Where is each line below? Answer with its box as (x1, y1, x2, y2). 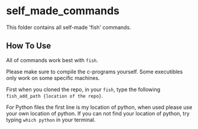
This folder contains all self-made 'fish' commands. (6, 24, 131, 31)
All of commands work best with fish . (6, 56, 99, 63)
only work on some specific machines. (6, 74, 100, 81)
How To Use (6, 41, 51, 51)
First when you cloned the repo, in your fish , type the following (6, 86, 161, 93)
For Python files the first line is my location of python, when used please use (6, 104, 193, 111)
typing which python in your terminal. (6, 116, 96, 123)
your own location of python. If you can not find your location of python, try (6, 109, 190, 117)
